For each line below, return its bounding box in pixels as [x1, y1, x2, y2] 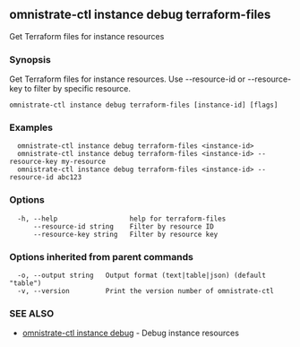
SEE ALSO [9, 307, 55, 319]
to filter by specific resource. [24, 83, 132, 94]
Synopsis [9, 53, 51, 65]
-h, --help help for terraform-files [17, 214, 227, 223]
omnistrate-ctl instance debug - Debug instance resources [21, 327, 240, 339]
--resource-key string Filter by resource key [32, 230, 219, 239]
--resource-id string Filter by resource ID [32, 221, 215, 231]
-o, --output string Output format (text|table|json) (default [17, 271, 267, 280]
